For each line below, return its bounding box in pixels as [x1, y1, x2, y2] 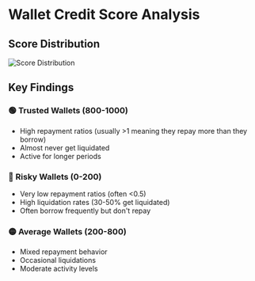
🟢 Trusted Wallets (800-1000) [8, 105, 128, 116]
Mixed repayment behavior [19, 247, 108, 256]
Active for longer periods [19, 151, 101, 161]
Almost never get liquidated [19, 142, 110, 152]
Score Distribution [8, 37, 101, 51]
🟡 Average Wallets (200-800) [8, 226, 127, 237]
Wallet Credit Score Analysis [8, 6, 200, 24]
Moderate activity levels [19, 264, 98, 274]
